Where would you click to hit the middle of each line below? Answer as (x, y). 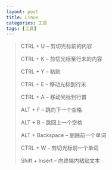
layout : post (22, 12)
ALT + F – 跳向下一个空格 (51, 110)
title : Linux (22, 17)
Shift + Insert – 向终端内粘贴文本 (60, 161)
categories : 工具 (27, 23)
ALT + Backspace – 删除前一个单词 (63, 135)
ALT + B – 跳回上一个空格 (52, 123)
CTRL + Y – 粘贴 (41, 72)
